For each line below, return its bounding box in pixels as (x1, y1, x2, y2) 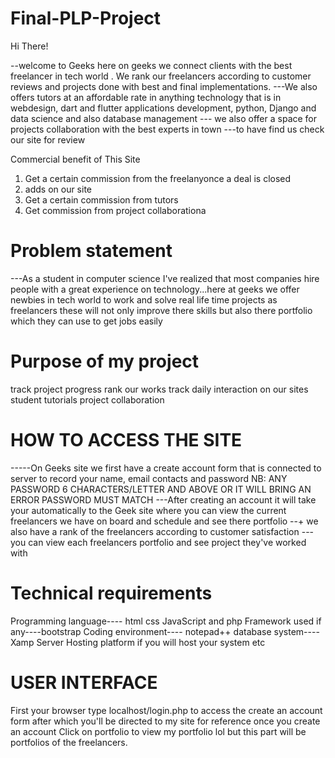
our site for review (10, 133, 86, 146)
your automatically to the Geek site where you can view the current (10, 504, 287, 516)
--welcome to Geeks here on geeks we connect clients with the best (10, 59, 293, 71)
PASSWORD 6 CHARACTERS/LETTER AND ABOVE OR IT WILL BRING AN (10, 483, 312, 495)
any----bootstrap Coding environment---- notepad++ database (10, 625, 272, 637)
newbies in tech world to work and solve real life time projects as (10, 293, 278, 306)
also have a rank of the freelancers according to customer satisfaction (10, 525, 300, 537)
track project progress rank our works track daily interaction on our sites (10, 383, 309, 395)
